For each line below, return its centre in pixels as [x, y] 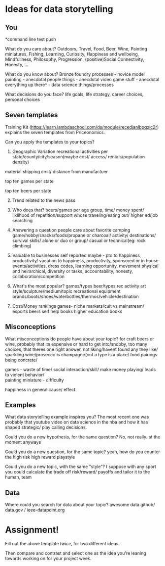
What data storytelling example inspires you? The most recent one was [77, 417]
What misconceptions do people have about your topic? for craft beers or [80, 339]
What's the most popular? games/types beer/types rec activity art [79, 286]
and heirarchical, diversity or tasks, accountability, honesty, [73, 271]
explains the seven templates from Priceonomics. [55, 132]
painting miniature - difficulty [34, 380]
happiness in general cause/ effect [40, 389]
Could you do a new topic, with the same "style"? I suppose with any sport [81, 467]
